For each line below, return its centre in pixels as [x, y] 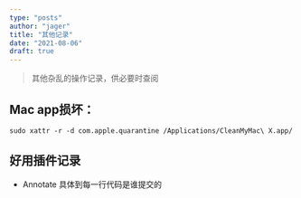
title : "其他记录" [42, 34]
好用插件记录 [45, 160]
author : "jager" [40, 26]
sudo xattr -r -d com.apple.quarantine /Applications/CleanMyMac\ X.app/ [151, 131]
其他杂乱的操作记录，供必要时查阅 [95, 79]
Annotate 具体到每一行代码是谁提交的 [92, 184]
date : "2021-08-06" [46, 43]
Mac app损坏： [52, 109]
